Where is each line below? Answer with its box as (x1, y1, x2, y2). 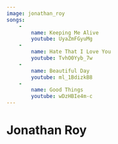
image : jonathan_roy (6, 10, 66, 17)
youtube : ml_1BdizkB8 (31, 73, 93, 81)
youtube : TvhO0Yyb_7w (31, 55, 93, 62)
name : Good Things (31, 86, 84, 93)
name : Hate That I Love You (31, 49, 111, 56)
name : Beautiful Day (31, 67, 90, 74)
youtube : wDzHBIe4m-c (31, 93, 93, 100)
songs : (6, 16, 25, 23)
